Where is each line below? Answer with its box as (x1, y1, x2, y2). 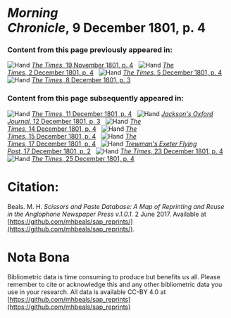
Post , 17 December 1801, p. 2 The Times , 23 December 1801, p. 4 (7, 146, 223, 155)
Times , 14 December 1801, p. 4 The (7, 125, 137, 133)
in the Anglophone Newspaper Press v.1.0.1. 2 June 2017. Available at (7, 210, 206, 218)
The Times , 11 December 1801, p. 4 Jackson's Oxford (31, 109, 213, 117)
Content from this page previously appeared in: (7, 45, 173, 55)
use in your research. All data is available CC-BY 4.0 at (7, 287, 166, 296)
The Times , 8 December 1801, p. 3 (31, 76, 131, 84)
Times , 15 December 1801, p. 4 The (7, 132, 137, 140)
